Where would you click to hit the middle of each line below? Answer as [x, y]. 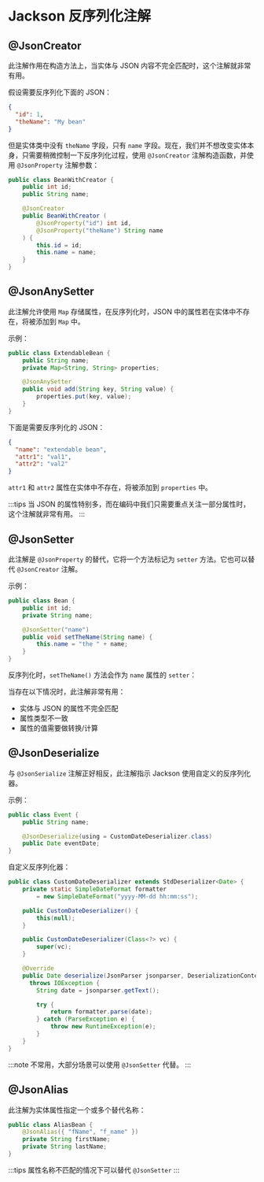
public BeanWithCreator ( [65, 216]
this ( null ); [56, 918]
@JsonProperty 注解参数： [58, 165]
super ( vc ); [54, 947]
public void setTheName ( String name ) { [88, 637]
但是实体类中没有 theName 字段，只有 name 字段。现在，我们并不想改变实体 [128, 145]
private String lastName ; [65, 1147]
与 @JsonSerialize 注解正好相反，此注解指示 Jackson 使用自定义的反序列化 [130, 773]
